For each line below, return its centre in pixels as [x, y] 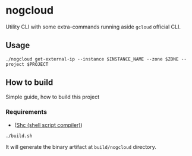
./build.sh [19, 136]
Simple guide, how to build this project [53, 97]
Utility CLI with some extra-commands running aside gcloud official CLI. [93, 27]
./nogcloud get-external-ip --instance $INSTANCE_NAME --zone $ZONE [92, 59]
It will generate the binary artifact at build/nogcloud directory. [81, 147]
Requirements [26, 112]
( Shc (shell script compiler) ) [48, 125]
